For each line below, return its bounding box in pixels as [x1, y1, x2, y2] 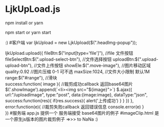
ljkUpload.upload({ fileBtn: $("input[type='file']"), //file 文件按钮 [5, 50, 133, 56]
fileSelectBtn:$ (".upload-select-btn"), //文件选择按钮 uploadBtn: [5, 56, 135, 62]
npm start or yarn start [5, 29, 51, 35]
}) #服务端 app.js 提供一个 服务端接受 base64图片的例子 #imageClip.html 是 [5, 110, 160, 116]
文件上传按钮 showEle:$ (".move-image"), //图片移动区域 [37, 62, 151, 68]
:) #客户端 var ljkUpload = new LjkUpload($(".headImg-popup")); [5, 40, 137, 45]
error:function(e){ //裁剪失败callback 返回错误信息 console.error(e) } [5, 104, 145, 110]
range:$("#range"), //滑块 [5, 75, 57, 81]
